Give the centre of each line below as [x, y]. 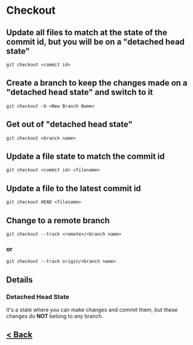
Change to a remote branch [58, 221]
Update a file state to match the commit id [86, 157]
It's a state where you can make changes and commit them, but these [92, 310]
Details [19, 280]
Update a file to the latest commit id [74, 188]
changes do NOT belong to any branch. [55, 316]
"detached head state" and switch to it [80, 92]
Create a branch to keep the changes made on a [97, 83]
